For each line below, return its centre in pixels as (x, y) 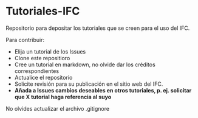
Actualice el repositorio (43, 77)
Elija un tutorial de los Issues (50, 51)
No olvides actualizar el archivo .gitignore (58, 108)
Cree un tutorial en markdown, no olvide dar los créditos (85, 64)
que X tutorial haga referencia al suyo (63, 97)
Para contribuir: (25, 40)
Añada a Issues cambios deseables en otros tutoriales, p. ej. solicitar (103, 90)
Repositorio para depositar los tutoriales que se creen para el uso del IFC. (98, 28)
